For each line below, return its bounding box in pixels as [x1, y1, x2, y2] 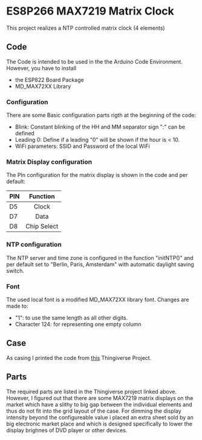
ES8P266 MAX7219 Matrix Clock [6, 4, 174, 18]
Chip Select [25, 222, 59, 231]
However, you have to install [6, 64, 77, 72]
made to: [6, 302, 28, 310]
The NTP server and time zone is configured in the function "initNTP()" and [6, 254, 194, 261]
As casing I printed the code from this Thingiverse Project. [6, 354, 152, 361]
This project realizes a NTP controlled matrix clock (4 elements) [6, 24, 165, 32]
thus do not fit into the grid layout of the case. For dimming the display [6, 407, 181, 415]
